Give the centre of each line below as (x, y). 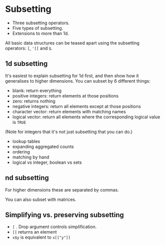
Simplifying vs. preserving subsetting (64, 215)
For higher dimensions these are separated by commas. (62, 190)
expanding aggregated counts (43, 147)
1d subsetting (27, 64)
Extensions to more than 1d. (41, 33)
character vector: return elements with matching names (69, 111)
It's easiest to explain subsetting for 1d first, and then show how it (72, 76)
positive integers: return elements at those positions (65, 96)
